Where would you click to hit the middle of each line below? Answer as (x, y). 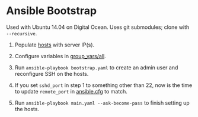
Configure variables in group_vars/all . (60, 56)
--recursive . (22, 33)
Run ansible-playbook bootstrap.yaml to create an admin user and (96, 67)
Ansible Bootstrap (51, 11)
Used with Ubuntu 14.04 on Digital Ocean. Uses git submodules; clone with (98, 27)
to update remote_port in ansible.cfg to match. (71, 91)
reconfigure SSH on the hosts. (52, 73)
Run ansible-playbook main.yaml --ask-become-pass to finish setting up (102, 103)
